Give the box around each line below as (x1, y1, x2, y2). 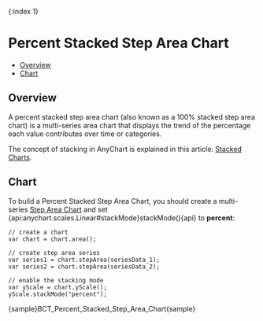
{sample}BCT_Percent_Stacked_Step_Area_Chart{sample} (8, 304, 196, 313)
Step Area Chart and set (29, 205, 108, 214)
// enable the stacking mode (8, 276, 104, 284)
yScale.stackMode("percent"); (8, 290, 108, 298)
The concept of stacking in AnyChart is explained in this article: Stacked (8, 144, 243, 153)
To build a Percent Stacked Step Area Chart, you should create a (8, 196, 218, 205)
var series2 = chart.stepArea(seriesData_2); (8, 263, 160, 271)
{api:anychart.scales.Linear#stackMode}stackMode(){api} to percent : (8, 212, 235, 223)
